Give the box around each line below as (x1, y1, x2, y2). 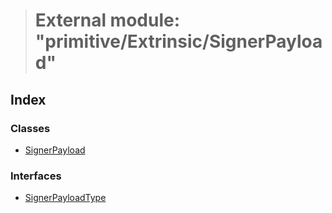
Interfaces (10, 169, 62, 183)
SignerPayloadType (24, 192, 107, 204)
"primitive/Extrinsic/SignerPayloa (34, 30, 323, 53)
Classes (10, 121, 51, 135)
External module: (34, 9, 181, 32)
